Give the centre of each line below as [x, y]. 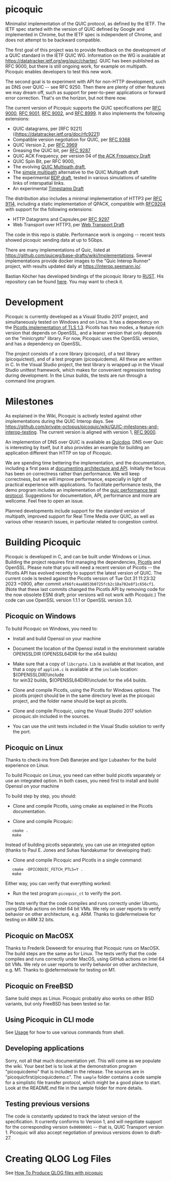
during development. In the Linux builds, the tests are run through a [76, 375]
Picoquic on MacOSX [40, 936]
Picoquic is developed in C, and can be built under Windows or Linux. [78, 556]
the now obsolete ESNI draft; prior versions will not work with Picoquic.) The [86, 595]
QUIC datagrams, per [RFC [41, 129]
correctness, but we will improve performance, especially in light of [76, 479]
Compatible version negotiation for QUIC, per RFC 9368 [71, 139]
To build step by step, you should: [41, 796]
